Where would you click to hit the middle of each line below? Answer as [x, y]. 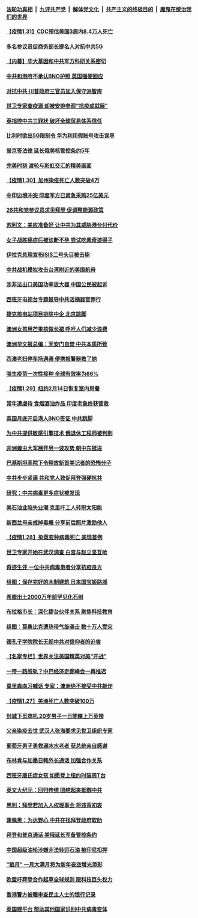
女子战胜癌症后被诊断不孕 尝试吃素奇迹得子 [59, 240]
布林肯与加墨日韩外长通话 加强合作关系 [54, 760]
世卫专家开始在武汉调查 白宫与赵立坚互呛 [57, 552]
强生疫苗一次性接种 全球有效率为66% [52, 373]
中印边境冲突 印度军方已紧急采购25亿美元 [58, 195]
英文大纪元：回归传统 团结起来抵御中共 [54, 790]
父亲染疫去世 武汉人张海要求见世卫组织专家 [59, 731]
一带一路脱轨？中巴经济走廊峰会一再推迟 [56, 671]
